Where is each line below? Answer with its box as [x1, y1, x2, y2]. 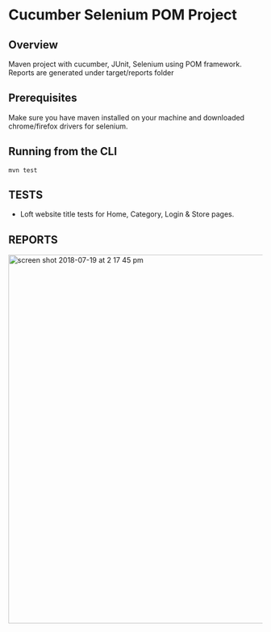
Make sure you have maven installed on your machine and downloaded [8, 112, 244, 122]
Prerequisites [8, 91, 77, 105]
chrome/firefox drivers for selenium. [8, 121, 128, 131]
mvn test [8, 166, 38, 175]
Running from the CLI [8, 145, 118, 158]
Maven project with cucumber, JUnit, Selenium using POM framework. [8, 59, 242, 69]
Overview [8, 38, 59, 52]
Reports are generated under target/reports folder [8, 68, 175, 78]
